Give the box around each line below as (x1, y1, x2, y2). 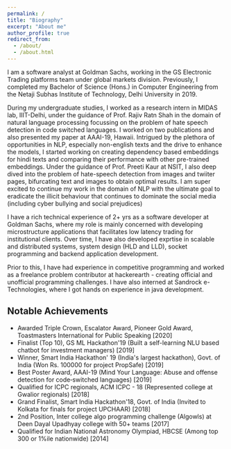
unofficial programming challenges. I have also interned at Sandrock (7, 278, 203, 286)
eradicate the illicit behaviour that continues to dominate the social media (7, 192, 216, 200)
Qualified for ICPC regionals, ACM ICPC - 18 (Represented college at (17, 382, 213, 391)
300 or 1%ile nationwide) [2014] (17, 434, 109, 443)
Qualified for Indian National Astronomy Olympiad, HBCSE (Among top (17, 427, 219, 435)
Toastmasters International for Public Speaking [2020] (17, 331, 173, 339)
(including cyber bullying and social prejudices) (7, 199, 143, 207)
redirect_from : (7, 36, 51, 43)
